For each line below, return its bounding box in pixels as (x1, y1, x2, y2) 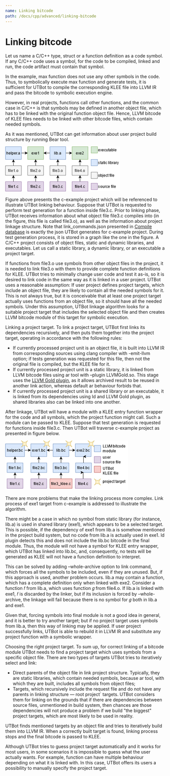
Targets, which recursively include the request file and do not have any (12, 686, 161, 692)
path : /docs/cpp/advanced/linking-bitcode (5, 13, 96, 19)
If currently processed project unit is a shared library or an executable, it (12, 388, 164, 394)
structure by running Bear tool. (5, 136, 70, 142)
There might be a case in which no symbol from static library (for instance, (5, 516, 161, 522)
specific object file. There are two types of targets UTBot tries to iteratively (5, 654, 162, 661)
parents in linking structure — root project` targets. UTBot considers (12, 692, 155, 698)
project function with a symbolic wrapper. (5, 634, 92, 640)
